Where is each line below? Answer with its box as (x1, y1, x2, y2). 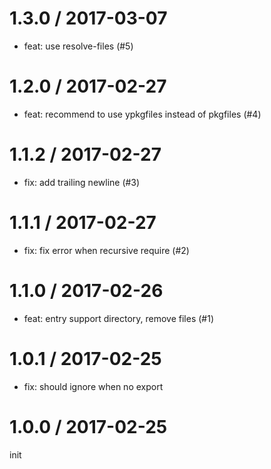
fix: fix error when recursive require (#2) (23, 244, 190, 256)
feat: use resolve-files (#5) (23, 40, 134, 52)
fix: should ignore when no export (23, 380, 164, 392)
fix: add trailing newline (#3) (23, 176, 141, 188)
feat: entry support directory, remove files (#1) (23, 312, 215, 324)
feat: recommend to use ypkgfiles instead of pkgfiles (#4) (23, 108, 262, 120)
